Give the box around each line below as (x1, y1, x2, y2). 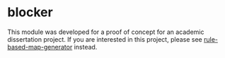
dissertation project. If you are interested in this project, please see (7, 35, 203, 43)
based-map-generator (7, 42, 73, 51)
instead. (74, 42, 98, 51)
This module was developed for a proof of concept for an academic (7, 28, 204, 36)
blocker (7, 4, 53, 21)
